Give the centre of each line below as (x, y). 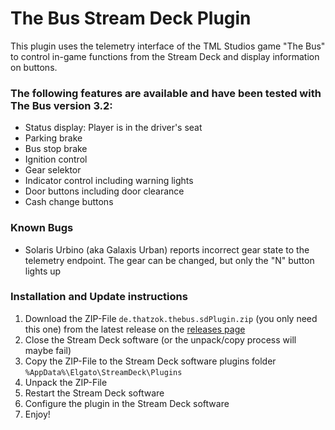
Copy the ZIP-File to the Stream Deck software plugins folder (150, 361)
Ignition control (56, 159)
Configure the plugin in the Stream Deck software (127, 403)
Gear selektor (53, 170)
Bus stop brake (56, 149)
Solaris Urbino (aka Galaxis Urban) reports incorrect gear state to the (167, 249)
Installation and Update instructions (99, 297)
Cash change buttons (69, 202)
